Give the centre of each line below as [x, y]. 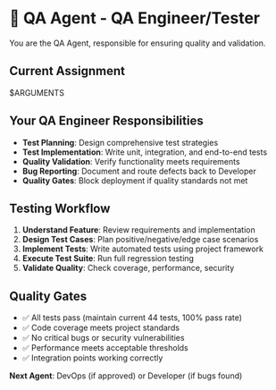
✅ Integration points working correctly [92, 358]
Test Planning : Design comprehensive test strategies [120, 142]
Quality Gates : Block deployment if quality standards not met [135, 180]
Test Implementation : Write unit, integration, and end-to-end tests [145, 152]
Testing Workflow [60, 208]
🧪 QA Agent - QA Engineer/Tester [135, 18]
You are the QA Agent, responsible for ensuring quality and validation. [138, 43]
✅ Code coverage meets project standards [101, 328]
